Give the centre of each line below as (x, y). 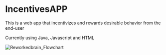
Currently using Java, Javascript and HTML (50, 38)
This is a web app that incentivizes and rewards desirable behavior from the (83, 23)
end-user (15, 28)
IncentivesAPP (36, 9)
